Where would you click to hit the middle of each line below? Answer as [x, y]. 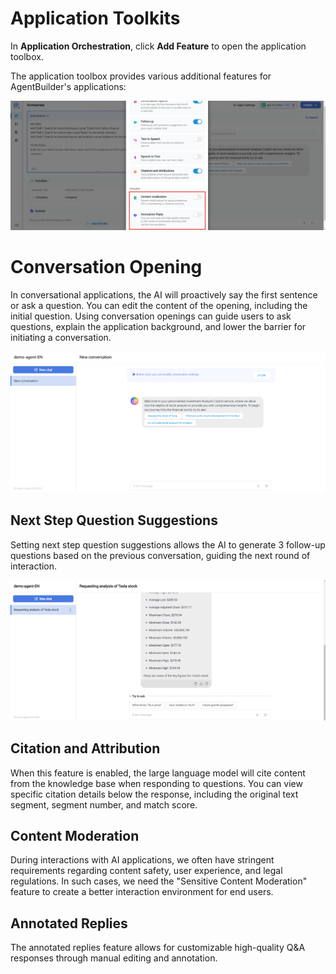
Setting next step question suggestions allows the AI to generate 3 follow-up [168, 544]
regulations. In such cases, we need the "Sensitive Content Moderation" [159, 881]
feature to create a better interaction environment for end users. [142, 892]
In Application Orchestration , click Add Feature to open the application [158, 46]
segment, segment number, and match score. [104, 804]
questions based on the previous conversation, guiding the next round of [160, 555]
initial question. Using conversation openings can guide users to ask [151, 316]
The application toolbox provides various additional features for [141, 76]
